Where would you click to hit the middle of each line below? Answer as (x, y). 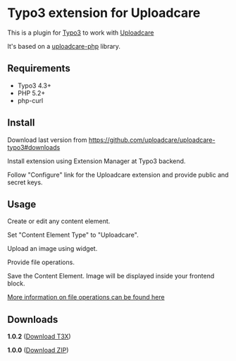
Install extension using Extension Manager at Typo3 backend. (97, 161)
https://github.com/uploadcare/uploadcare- (152, 140)
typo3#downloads (34, 147)
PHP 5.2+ (31, 93)
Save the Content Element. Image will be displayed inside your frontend (111, 276)
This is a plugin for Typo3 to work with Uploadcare (81, 32)
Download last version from (47, 140)
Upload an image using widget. (52, 249)
